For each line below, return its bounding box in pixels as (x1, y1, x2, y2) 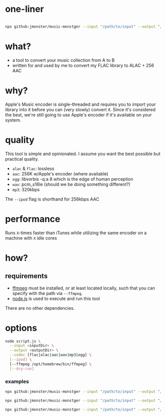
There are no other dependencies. (5, 305, 75, 311)
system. (5, 117, 21, 123)
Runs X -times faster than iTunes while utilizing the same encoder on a (5, 230, 147, 236)
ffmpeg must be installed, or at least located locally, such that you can (12, 285, 156, 291)
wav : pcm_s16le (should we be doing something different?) (12, 181, 131, 187)
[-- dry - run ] (9, 366, 35, 371)
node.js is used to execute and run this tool (12, 295, 100, 301)
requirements (5, 272, 48, 280)
